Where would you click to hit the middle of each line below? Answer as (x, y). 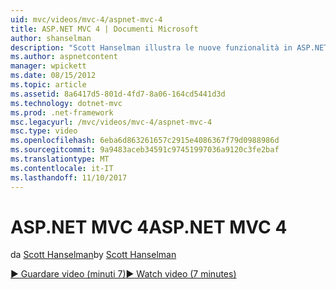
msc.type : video (44, 131)
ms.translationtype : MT (60, 159)
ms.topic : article (48, 85)
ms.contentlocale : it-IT (62, 168)
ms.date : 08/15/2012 (53, 76)
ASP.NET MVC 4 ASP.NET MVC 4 (149, 227)
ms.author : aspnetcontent (64, 57)
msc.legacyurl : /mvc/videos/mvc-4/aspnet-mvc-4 (111, 122)
